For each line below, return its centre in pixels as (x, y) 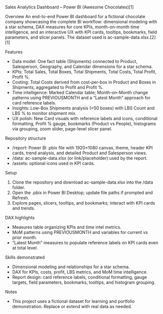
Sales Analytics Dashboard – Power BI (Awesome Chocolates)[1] (69, 7)
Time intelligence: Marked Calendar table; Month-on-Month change (80, 93)
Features (14, 52)
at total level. (25, 248)
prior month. (25, 237)
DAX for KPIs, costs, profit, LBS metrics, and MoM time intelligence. (80, 272)
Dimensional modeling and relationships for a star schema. (71, 267)
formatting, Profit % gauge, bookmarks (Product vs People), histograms (84, 124)
